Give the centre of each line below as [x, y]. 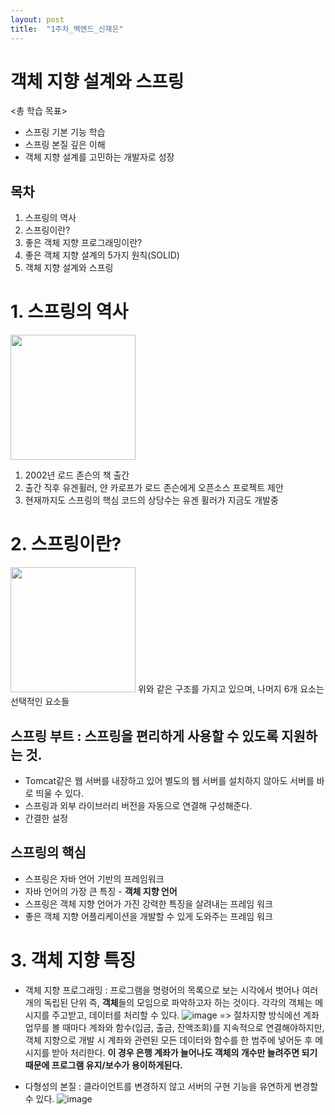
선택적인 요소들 [40, 702]
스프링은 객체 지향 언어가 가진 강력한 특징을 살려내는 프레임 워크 [148, 903]
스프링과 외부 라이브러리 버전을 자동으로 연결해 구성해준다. [138, 805]
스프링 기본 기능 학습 [65, 132]
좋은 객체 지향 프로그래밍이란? [83, 243]
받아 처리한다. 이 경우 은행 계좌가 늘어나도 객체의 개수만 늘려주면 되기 [184, 1052]
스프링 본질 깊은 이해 [65, 145]
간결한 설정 [46, 818]
